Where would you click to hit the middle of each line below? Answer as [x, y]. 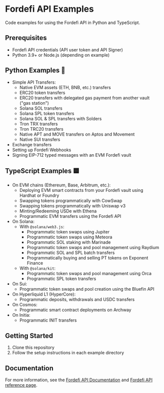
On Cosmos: [25, 305]
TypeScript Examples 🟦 [42, 171]
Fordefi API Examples [49, 9]
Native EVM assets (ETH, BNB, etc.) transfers [65, 87]
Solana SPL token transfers [47, 113]
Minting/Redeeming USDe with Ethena [58, 211]
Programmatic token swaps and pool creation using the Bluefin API [87, 289]
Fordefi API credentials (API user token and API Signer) [68, 49]
